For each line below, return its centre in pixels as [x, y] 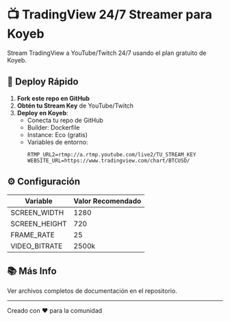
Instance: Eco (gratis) [57, 134]
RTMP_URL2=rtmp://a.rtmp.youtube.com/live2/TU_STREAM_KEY [112, 154]
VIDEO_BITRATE [37, 246]
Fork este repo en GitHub [53, 98]
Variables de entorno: [57, 142]
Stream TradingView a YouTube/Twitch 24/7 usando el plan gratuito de [107, 53]
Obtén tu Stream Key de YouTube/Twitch [75, 106]
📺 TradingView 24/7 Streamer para [110, 15]
